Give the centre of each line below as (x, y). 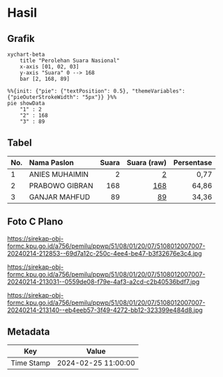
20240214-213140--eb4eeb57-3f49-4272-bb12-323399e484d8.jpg (105, 310)
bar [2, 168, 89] (45, 79)
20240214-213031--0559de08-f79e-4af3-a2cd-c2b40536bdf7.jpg (103, 282)
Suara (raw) (147, 162)
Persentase (193, 162)
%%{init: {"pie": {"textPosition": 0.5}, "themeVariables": (97, 91)
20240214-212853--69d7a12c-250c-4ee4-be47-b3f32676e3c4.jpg (105, 253)
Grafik (21, 39)
